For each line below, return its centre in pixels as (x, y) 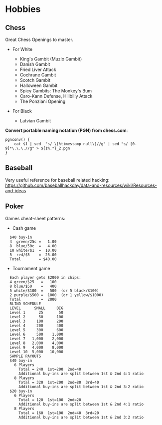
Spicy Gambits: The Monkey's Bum (56, 91)
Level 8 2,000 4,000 (37, 343)
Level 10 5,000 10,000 (37, 352)
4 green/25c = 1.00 (33, 241)
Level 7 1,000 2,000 (37, 339)
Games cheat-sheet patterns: (35, 218)
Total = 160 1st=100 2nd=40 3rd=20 (59, 413)
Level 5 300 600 (37, 330)
